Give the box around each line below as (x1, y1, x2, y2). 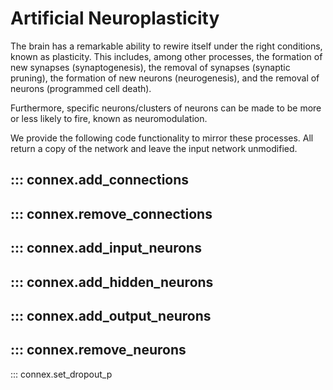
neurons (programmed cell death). (10, 82, 152, 94)
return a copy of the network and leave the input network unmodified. (10, 142, 298, 154)
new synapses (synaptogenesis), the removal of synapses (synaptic (10, 61, 291, 73)
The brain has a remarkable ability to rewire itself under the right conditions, (10, 40, 323, 52)
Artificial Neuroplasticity (10, 7, 220, 30)
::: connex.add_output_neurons (10, 307, 212, 324)
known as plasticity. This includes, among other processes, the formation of (10, 50, 323, 62)
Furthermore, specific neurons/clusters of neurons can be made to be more (10, 102, 322, 114)
